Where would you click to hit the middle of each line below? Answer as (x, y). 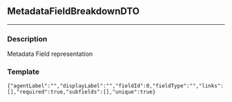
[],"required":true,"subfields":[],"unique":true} (81, 92)
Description (27, 39)
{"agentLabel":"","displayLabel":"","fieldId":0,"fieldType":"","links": (116, 86)
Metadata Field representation (50, 54)
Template (23, 72)
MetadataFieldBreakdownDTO (74, 11)
